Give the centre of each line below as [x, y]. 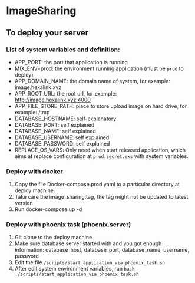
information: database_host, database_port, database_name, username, [102, 250]
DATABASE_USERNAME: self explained [62, 137]
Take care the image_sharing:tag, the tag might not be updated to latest [101, 197]
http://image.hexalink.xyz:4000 [53, 100]
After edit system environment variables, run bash [75, 269]
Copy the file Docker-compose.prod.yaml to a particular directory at [97, 185]
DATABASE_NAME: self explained [55, 131]
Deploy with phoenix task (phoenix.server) [69, 225]
